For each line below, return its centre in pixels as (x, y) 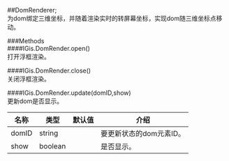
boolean (53, 146)
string (49, 133)
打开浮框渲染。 (29, 56)
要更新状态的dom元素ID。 (143, 133)
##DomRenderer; (32, 10)
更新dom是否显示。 (35, 101)
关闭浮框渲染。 (29, 79)
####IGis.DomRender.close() (49, 70)
